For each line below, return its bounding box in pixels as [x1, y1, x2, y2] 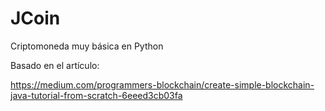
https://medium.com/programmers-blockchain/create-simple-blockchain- [10, 78, 315, 91]
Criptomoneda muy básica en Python [10, 40, 164, 52]
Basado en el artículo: [10, 59, 100, 71]
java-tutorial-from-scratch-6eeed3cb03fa [10, 89, 183, 101]
